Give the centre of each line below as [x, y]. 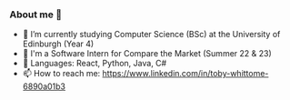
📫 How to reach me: [61, 74]
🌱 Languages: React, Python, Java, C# [95, 64]
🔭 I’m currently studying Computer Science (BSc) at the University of [151, 35]
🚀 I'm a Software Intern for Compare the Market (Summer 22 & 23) [147, 54]
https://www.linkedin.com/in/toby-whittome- [185, 74]
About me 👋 [35, 15]
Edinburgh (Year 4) [58, 44]
